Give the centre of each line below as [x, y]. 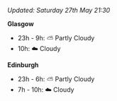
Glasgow [21, 24]
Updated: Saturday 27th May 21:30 [59, 10]
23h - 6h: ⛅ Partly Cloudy [56, 79]
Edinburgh [23, 65]
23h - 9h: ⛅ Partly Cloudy [56, 38]
